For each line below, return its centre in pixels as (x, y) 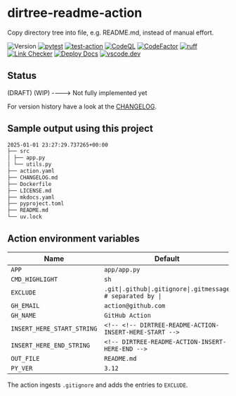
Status (22, 76)
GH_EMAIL (25, 305)
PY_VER (22, 368)
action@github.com (135, 305)
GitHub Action (127, 315)
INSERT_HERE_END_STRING (51, 345)
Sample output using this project (80, 129)
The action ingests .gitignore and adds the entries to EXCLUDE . (98, 385)
